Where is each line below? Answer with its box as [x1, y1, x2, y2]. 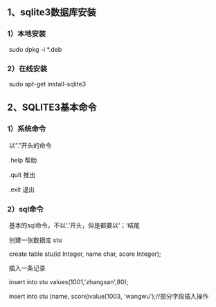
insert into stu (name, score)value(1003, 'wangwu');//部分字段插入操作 [8, 292, 209, 300]
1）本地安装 [7, 29, 46, 39]
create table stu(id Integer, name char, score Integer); [8, 250, 161, 258]
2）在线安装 [7, 64, 48, 73]
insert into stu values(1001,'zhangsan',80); [8, 277, 129, 286]
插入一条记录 [8, 263, 46, 272]
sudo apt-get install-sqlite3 [8, 80, 87, 88]
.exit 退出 [8, 185, 35, 194]
